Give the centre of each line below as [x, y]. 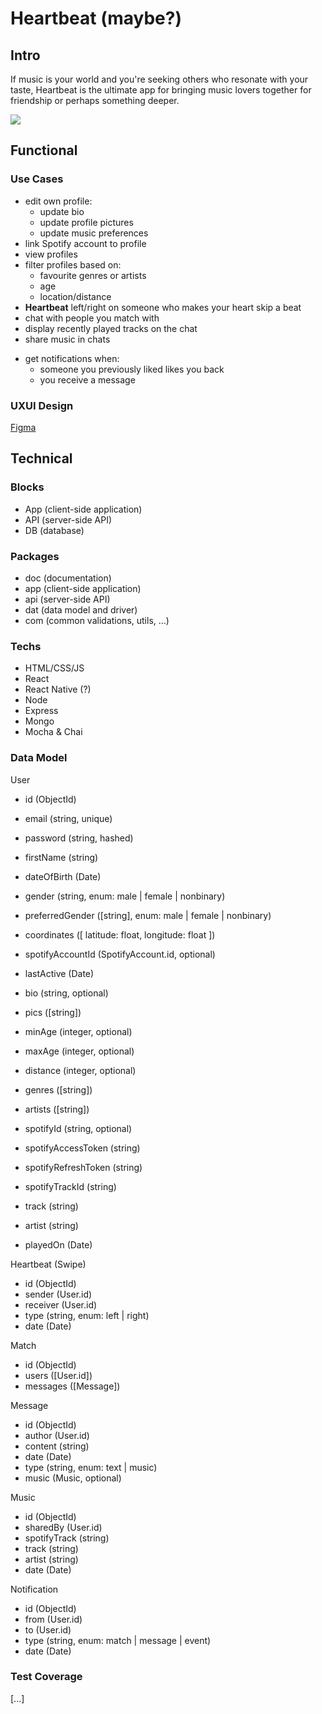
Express [41, 711]
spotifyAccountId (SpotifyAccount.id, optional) [120, 954]
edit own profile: [58, 201]
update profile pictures [86, 222]
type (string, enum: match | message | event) [118, 1640]
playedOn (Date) [58, 1244]
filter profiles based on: [73, 264]
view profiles [51, 254]
